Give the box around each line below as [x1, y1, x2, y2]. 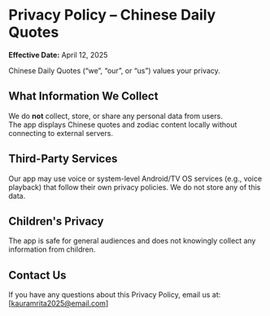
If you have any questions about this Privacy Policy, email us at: [8, 290, 221, 300]
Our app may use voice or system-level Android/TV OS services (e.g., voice [8, 173, 263, 183]
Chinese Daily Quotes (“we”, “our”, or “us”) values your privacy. [8, 65, 221, 75]
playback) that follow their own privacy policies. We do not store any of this [8, 182, 261, 192]
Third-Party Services [8, 152, 118, 166]
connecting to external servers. [8, 128, 114, 138]
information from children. [8, 244, 96, 254]
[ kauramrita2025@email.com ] [8, 299, 109, 309]
